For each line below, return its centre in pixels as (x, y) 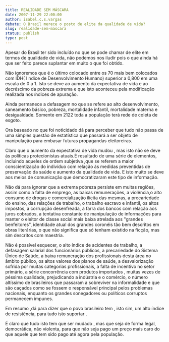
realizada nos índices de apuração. (42, 94)
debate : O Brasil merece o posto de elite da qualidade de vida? (75, 24)
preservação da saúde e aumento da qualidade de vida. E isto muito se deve (84, 172)
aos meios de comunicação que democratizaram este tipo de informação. (82, 177)
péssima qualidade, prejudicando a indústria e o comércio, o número (76, 277)
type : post (17, 38)
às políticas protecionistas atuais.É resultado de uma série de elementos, (81, 156)
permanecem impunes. (29, 299)
